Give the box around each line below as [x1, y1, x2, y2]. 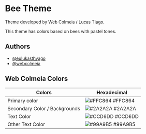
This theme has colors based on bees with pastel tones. [5, 28, 117, 34]
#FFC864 [113, 97, 135, 104]
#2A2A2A [113, 105, 136, 112]
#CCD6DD [115, 113, 139, 119]
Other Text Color [7, 121, 45, 128]
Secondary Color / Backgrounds [7, 105, 81, 112]
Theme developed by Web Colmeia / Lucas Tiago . [5, 19, 105, 25]
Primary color [7, 97, 39, 104]
